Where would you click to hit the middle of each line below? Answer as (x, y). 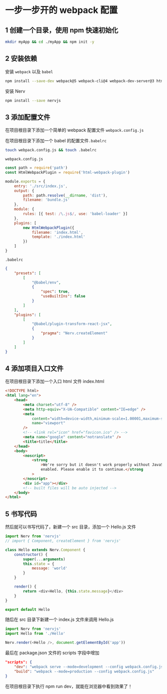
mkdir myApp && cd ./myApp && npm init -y (50, 42)
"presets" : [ (28, 273)
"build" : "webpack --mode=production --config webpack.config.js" (84, 671)
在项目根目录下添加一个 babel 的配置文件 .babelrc (56, 141)
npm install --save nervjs (33, 100)
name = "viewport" (48, 423)
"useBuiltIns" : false (63, 297)
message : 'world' (50, 568)
